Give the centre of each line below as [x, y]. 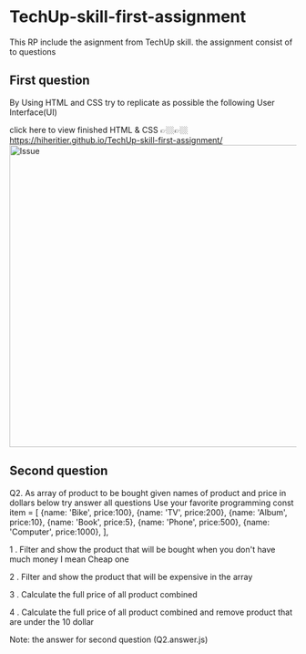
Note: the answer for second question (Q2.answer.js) [109, 639]
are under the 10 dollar [51, 621]
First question [50, 81]
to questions [33, 51]
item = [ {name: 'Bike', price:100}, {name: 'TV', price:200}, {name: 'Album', [148, 512]
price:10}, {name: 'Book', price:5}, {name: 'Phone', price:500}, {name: [140, 522]
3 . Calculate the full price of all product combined [103, 594]
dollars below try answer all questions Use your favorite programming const [152, 503]
